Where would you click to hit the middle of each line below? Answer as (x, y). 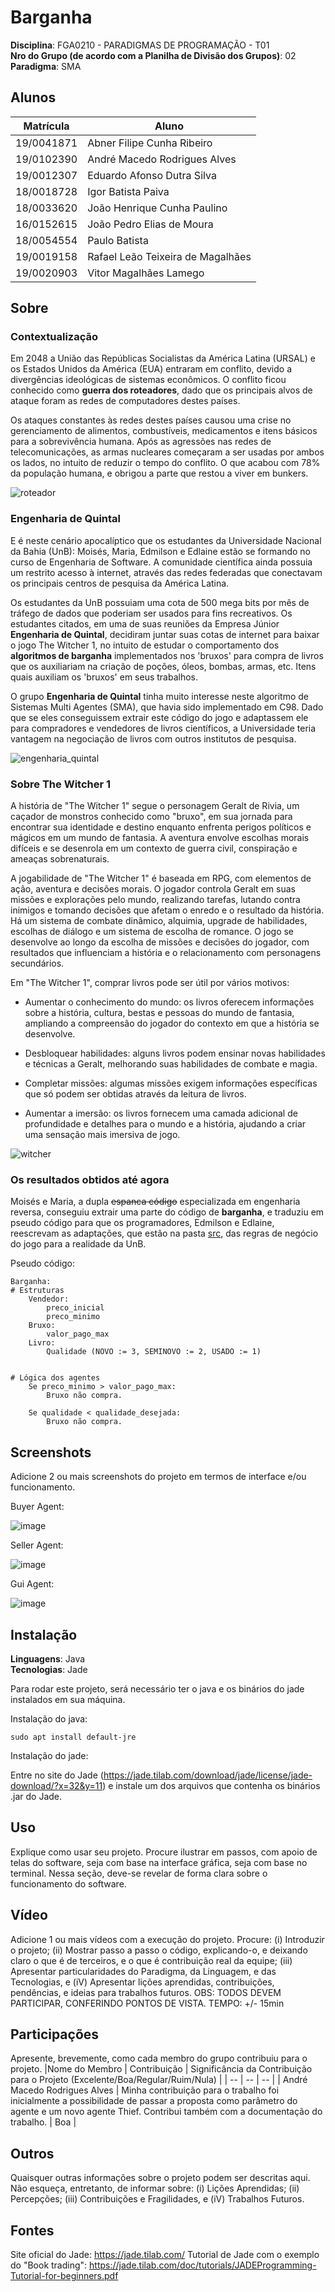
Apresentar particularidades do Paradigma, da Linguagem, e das (143, 1971)
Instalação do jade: (49, 1755)
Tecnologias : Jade (49, 1669)
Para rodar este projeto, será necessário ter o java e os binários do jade (157, 1688)
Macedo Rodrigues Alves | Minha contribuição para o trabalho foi (145, 2090)
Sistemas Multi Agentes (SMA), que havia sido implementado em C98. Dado (167, 707)
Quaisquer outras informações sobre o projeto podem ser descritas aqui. (160, 2178)
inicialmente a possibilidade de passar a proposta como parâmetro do (154, 2101)
